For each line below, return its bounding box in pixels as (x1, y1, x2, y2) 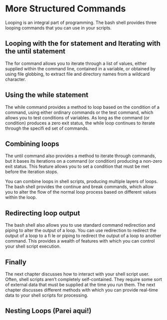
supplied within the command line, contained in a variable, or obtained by (5, 65, 156, 71)
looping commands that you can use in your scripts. (5, 24, 112, 30)
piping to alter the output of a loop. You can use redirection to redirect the (5, 228, 157, 234)
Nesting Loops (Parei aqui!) (5, 307, 92, 315)
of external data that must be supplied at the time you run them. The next (5, 282, 156, 288)
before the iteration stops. (5, 169, 58, 175)
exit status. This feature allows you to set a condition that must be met (5, 163, 150, 170)
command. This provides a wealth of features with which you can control (5, 238, 155, 244)
